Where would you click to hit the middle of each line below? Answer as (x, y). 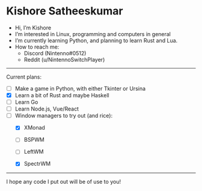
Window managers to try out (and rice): (64, 116)
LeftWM (34, 152)
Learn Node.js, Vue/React (47, 109)
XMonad (34, 128)
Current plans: (24, 77)
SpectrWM (37, 164)
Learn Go (26, 102)
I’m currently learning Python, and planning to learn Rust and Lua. (96, 40)
